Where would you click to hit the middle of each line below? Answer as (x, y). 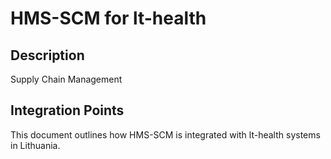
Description (47, 55)
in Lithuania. (35, 145)
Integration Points (67, 110)
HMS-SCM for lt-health (108, 18)
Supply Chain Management (66, 79)
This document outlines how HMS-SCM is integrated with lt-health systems (165, 134)
